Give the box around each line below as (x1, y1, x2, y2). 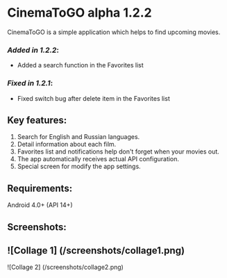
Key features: (7, 114, 67, 126)
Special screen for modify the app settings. (17, 162, 141, 171)
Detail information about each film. (17, 140, 117, 149)
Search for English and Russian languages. (17, 133, 140, 141)
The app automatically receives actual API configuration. (17, 155, 179, 163)
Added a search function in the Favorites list (17, 61, 144, 69)
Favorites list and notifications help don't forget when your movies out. (17, 147, 220, 156)
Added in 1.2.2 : (7, 45, 59, 55)
